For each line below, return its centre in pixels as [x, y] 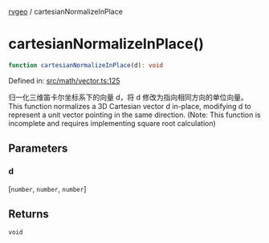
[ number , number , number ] [47, 188]
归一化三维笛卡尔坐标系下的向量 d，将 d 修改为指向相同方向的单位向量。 [128, 97]
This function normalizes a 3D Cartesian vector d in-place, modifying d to [130, 106]
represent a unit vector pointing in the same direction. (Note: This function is [134, 115]
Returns [29, 214]
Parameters [38, 149]
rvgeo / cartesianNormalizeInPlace [65, 12]
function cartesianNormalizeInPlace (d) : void [86, 65]
